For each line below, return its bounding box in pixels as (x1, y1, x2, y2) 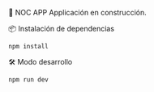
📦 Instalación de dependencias (8, 24, 115, 33)
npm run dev (8, 76, 49, 84)
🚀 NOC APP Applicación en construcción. (8, 8, 148, 17)
